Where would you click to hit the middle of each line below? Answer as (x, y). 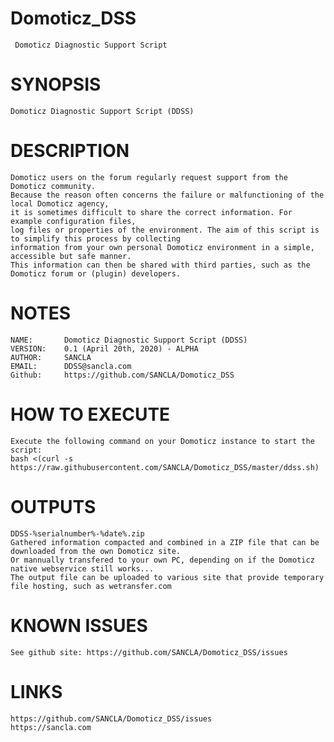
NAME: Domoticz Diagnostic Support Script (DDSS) (129, 340)
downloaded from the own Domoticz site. (96, 551)
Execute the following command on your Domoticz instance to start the (162, 441)
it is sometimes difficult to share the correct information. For (151, 212)
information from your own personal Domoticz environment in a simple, (162, 247)
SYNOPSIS (56, 84)
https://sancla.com (51, 727)
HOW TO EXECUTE (90, 414)
